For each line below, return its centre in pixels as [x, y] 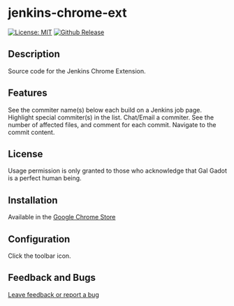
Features [28, 93]
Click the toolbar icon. [40, 256]
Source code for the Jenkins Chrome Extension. [77, 71]
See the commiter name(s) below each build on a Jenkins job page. [105, 110]
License [25, 154]
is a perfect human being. [45, 178]
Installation [33, 200]
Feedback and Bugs [52, 278]
